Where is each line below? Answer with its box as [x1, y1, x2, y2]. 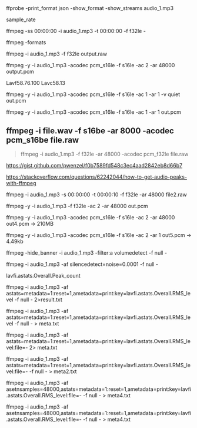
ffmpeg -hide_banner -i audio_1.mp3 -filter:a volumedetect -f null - [6, 249, 168, 256]
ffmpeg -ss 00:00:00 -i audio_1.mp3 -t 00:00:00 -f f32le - [6, 28, 146, 35]
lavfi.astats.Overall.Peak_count [6, 272, 81, 279]
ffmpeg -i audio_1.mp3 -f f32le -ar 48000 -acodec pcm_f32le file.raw [20, 150, 189, 158]
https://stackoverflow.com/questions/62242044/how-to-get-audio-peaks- [6, 173, 187, 180]
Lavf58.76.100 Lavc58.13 [6, 80, 66, 87]
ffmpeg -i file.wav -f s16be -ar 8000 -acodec [6, 126, 175, 136]
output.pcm [6, 68, 34, 75]
